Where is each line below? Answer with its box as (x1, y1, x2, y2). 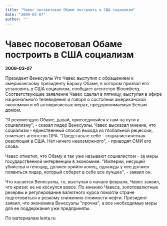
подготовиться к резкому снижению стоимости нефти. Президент (5, 195, 147, 201)
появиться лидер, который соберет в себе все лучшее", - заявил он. (5, 169, 152, 175)
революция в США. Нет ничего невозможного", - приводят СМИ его (5, 138, 151, 144)
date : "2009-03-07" (5, 12, 46, 17)
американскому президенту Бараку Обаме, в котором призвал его (5, 81, 149, 87)
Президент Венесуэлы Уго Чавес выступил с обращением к (5, 75, 134, 81)
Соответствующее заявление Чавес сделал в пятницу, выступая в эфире (5, 91, 162, 97)
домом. (5, 107, 21, 113)
